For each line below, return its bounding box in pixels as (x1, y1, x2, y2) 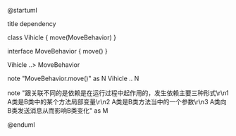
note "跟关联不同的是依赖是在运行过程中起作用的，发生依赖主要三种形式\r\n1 (7, 89, 229, 97)
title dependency (7, 20, 56, 27)
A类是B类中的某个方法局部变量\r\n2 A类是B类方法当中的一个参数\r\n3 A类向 (7, 98, 227, 106)
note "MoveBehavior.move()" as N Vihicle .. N (7, 74, 139, 82)
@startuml (7, 6, 37, 14)
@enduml (7, 120, 35, 129)
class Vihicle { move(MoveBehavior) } (7, 33, 117, 42)
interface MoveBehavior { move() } (7, 47, 108, 55)
